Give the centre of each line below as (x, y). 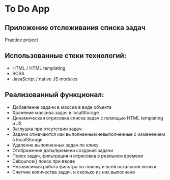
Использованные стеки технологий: (66, 56)
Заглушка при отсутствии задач (47, 129)
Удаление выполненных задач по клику (55, 145)
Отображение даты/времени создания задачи (62, 150)
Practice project (22, 40)
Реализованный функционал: (54, 95)
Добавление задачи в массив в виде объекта (62, 107)
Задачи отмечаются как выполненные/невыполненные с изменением (89, 134)
